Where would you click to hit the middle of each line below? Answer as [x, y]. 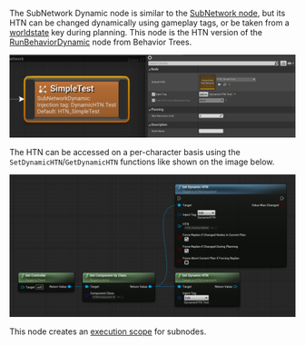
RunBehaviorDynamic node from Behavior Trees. [101, 42]
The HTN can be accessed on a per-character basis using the [125, 152]
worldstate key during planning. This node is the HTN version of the [136, 32]
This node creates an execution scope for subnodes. [108, 331]
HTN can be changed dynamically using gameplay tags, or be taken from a [150, 23]
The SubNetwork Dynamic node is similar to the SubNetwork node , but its [148, 13]
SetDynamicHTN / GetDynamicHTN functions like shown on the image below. [142, 162]
